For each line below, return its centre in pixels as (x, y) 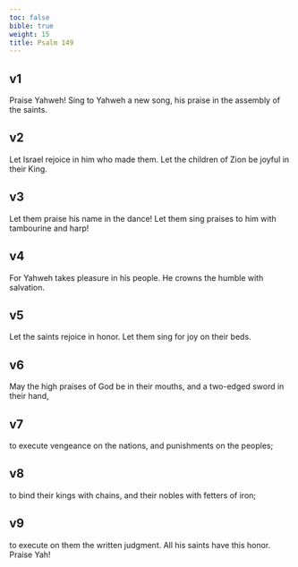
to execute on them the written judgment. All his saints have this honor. (140, 545)
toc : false (30, 17)
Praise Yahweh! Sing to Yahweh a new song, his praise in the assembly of (145, 100)
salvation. (27, 287)
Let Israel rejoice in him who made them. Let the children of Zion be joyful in (149, 159)
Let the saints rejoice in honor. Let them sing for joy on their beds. (131, 337)
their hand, (29, 396)
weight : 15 (30, 34)
